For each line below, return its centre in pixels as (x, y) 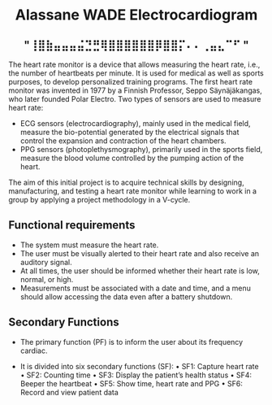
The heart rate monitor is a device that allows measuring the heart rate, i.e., (134, 64)
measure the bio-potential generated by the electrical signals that (130, 132)
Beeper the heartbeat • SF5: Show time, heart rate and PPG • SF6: (132, 383)
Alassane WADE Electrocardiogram (136, 15)
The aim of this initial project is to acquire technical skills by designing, (127, 182)
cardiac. (34, 351)
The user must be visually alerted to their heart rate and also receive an (140, 253)
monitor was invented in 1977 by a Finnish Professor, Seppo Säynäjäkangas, (135, 90)
